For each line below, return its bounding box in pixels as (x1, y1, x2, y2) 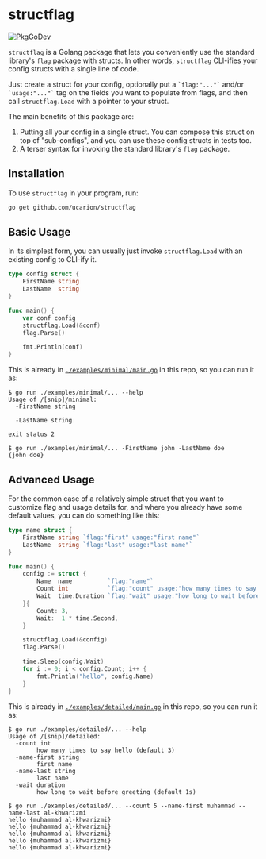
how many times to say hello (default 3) (36, 746, 176, 754)
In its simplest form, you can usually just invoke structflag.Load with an (8, 246, 243, 256)
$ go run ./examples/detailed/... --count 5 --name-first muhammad (8, 802, 236, 810)
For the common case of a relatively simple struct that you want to (8, 494, 224, 503)
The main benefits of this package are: (8, 111, 135, 121)
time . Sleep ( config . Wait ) (22, 657, 104, 666)
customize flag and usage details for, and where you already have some (8, 503, 243, 511)
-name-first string (15, 753, 80, 761)
